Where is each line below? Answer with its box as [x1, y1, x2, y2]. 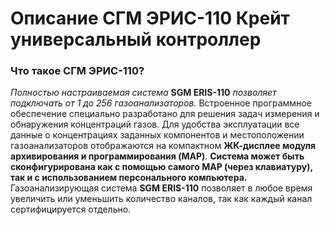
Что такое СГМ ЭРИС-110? [10, 64, 145, 78]
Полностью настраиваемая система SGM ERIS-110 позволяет [10, 87, 277, 99]
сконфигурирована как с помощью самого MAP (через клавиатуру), [10, 161, 313, 173]
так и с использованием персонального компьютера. [10, 172, 248, 184]
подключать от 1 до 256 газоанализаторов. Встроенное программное [10, 97, 312, 109]
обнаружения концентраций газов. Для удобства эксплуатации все [10, 118, 300, 131]
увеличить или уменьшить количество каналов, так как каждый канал [10, 193, 313, 205]
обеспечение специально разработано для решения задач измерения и [10, 108, 320, 120]
